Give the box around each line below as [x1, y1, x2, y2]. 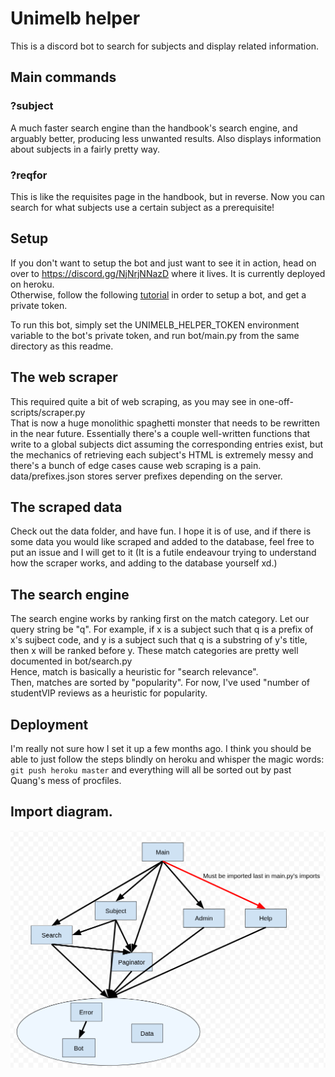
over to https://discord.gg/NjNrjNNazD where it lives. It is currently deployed [10, 267, 326, 279]
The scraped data [10, 498, 123, 516]
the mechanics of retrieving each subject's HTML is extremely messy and [10, 448, 314, 461]
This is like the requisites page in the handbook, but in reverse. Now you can [10, 190, 325, 202]
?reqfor [10, 168, 48, 182]
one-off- [258, 395, 294, 407]
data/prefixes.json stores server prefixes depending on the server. [10, 470, 283, 482]
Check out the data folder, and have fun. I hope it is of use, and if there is [10, 525, 312, 537]
